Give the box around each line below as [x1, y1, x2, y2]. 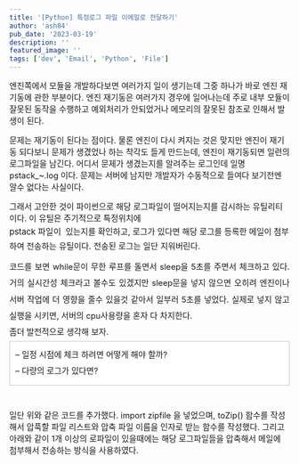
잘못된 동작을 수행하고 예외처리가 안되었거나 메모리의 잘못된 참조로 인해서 [9, 104, 276, 115]
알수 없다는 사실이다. [9, 182, 85, 192]
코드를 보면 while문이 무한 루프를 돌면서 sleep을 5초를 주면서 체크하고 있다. [9, 262, 290, 273]
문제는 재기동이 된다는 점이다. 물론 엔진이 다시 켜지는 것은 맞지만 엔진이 [9, 135, 268, 146]
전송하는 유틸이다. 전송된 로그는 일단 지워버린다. [26, 241, 201, 252]
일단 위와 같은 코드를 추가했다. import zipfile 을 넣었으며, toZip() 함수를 [9, 411, 269, 421]
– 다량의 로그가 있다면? [15, 366, 99, 377]
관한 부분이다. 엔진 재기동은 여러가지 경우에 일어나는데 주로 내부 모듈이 [34, 93, 290, 103]
